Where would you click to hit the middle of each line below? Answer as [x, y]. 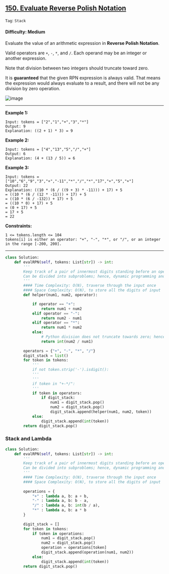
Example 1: [17, 113]
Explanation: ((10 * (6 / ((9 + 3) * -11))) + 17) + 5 [64, 190]
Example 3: [17, 168]
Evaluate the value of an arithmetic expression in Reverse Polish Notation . [82, 43]
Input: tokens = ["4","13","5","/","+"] [48, 150]
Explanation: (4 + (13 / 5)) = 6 [40, 158]
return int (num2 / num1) [67, 341]
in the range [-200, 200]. [33, 244]
